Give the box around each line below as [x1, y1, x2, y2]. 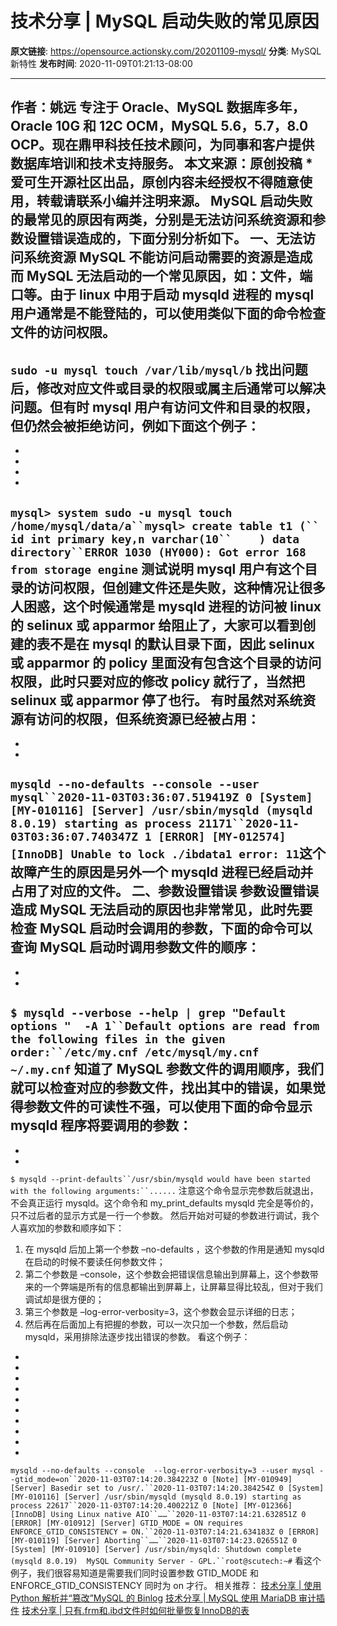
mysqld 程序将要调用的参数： [10, 1117, 193, 1134]
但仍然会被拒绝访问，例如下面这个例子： [10, 417, 260, 434]
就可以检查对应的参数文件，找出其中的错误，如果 [10, 1080, 313, 1097]
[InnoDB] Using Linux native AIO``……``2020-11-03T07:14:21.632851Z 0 [10, 1509, 307, 1519]
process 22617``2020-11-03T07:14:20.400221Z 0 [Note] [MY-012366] [10, 1500, 293, 1511]
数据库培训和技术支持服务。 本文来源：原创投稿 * [10, 155, 313, 172]
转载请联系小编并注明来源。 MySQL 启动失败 [36, 193, 313, 210]
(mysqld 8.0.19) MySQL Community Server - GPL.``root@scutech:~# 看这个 [10, 1554, 322, 1566]
